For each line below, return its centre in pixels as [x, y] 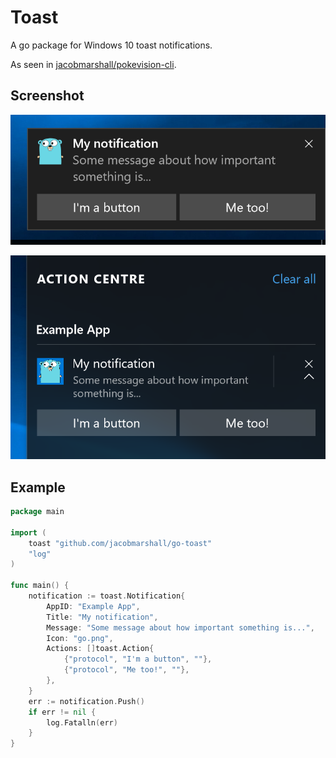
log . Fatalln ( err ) [82, 722]
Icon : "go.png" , [80, 638]
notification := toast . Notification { [107, 596]
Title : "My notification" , [102, 617]
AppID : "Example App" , [93, 606]
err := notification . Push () [86, 701]
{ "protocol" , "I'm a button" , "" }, [138, 659]
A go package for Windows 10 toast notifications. [111, 45]
